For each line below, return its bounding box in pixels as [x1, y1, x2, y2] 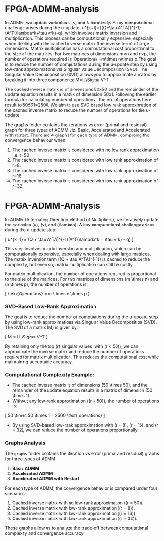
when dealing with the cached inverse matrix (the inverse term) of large [5, 40, 150, 46]
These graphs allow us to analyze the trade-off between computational [5, 525, 148, 531]
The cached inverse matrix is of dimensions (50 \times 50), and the [12, 383, 148, 388]
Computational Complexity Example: [5, 371, 94, 378]
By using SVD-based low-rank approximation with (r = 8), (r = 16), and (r [12, 422, 158, 428]
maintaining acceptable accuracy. [5, 359, 73, 365]
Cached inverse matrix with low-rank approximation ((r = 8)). [12, 505, 135, 511]
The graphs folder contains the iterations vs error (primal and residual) [5, 121, 147, 128]
